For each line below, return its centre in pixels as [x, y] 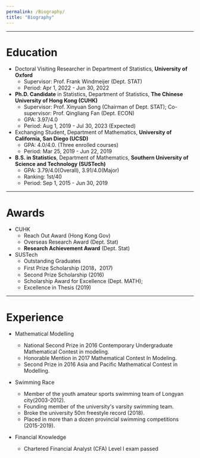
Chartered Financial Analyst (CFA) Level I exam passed [91, 449]
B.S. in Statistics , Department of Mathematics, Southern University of [101, 158]
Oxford [24, 75]
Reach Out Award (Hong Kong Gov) [67, 236]
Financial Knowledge [40, 437]
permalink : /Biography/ [36, 12]
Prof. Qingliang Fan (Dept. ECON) [94, 113]
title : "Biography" [30, 17]
